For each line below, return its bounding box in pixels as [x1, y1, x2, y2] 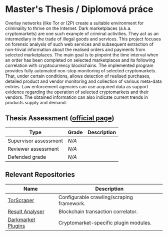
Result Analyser [7, 208, 45, 215]
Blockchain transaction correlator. [58, 208, 138, 215]
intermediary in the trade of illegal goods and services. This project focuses [5, 36, 161, 42]
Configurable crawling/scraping [58, 194, 133, 201]
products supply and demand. [5, 99, 67, 105]
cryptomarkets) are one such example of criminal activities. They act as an [5, 30, 159, 36]
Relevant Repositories [5, 171, 75, 179]
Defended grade [7, 153, 46, 160]
